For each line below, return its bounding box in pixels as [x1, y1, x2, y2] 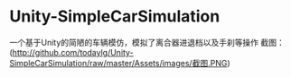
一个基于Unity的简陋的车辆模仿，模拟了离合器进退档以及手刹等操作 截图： [9, 37, 285, 47]
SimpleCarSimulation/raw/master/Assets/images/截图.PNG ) [9, 57, 230, 68]
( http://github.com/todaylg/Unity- [9, 47, 134, 57]
